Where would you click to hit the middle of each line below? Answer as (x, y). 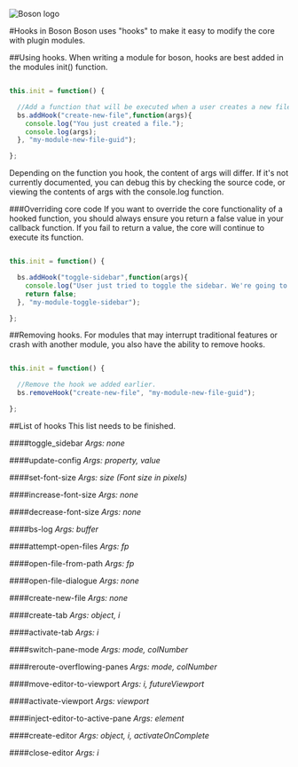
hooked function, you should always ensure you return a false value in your (146, 218)
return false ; (51, 294)
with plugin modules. (47, 40)
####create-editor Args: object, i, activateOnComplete (110, 735)
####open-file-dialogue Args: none (74, 581)
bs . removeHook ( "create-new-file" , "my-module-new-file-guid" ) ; (136, 393)
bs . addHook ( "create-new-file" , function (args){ (105, 115)
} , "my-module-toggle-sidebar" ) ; (79, 302)
